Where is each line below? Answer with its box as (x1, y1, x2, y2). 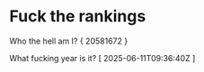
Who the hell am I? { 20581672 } (9, 36, 129, 46)
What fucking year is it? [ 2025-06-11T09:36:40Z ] (9, 52, 196, 63)
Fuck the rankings (9, 6, 146, 27)
